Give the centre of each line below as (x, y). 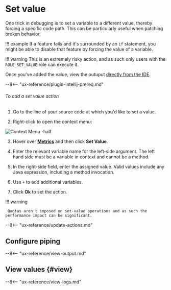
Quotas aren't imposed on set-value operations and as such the (77, 211)
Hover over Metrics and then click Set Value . (60, 141)
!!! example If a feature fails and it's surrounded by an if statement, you (81, 43)
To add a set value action (32, 96)
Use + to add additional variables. (48, 182)
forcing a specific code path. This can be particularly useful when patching (84, 28)
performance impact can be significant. (49, 216)
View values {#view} (39, 269)
